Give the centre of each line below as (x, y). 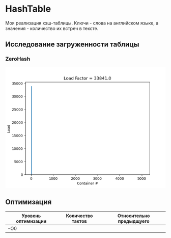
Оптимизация (28, 202)
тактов (80, 221)
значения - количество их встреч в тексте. (52, 28)
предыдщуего (134, 221)
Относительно (134, 216)
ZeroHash (18, 59)
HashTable (28, 9)
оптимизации (31, 221)
